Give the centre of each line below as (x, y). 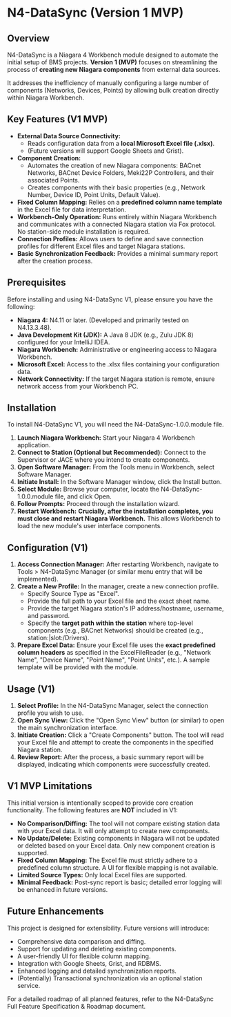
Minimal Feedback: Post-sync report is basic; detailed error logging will (119, 882)
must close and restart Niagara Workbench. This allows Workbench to (119, 519)
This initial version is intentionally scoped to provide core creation (100, 803)
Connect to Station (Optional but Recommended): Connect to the (112, 452)
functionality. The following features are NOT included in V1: (92, 810)
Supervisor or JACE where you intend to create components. (103, 460)
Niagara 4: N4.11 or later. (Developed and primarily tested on (103, 320)
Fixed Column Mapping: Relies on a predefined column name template (120, 202)
